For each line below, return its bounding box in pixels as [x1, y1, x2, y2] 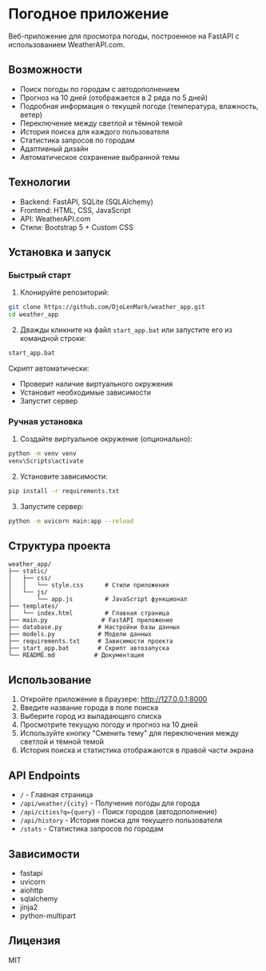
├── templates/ [8, 602, 59, 611]
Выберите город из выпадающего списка [19, 712, 162, 721]
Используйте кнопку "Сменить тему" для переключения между [19, 728, 240, 738]
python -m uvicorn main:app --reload [8, 517, 134, 525]
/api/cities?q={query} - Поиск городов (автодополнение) [19, 807, 217, 817]
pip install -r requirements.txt [8, 487, 120, 495]
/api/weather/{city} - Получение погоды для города [19, 798, 200, 808]
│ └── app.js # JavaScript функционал [8, 596, 188, 604]
